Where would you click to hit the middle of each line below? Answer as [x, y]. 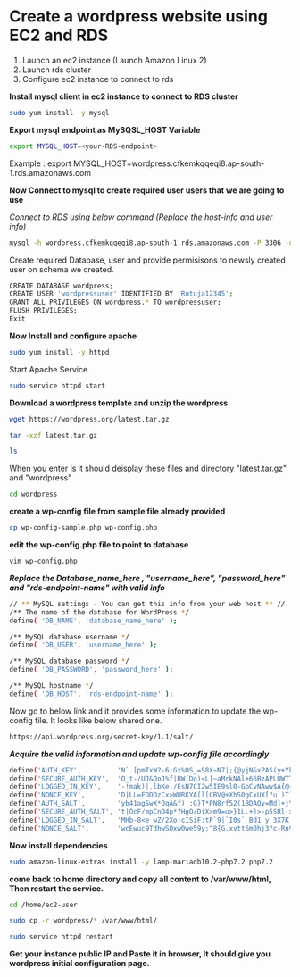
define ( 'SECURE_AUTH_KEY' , [59, 779]
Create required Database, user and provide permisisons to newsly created [147, 260]
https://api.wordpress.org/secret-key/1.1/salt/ [101, 737]
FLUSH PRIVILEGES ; [43, 311]
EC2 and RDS [59, 35]
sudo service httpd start [57, 386]
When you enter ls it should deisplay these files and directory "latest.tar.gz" [148, 468]
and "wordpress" [41, 478]
